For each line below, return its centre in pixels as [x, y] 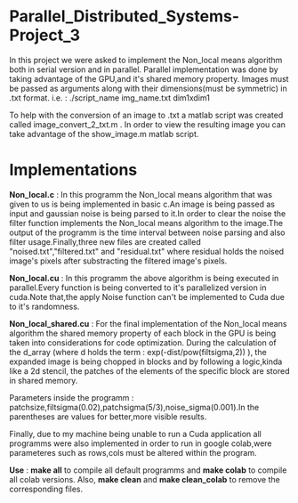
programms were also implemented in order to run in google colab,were [141, 443]
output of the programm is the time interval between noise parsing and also [147, 232]
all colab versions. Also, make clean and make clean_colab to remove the [145, 479]
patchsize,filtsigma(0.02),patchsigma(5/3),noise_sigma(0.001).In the [134, 407]
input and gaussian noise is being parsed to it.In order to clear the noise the [148, 213]
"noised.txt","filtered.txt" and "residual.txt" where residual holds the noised [147, 251]
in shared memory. [44, 380]
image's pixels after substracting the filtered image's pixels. [118, 261]
